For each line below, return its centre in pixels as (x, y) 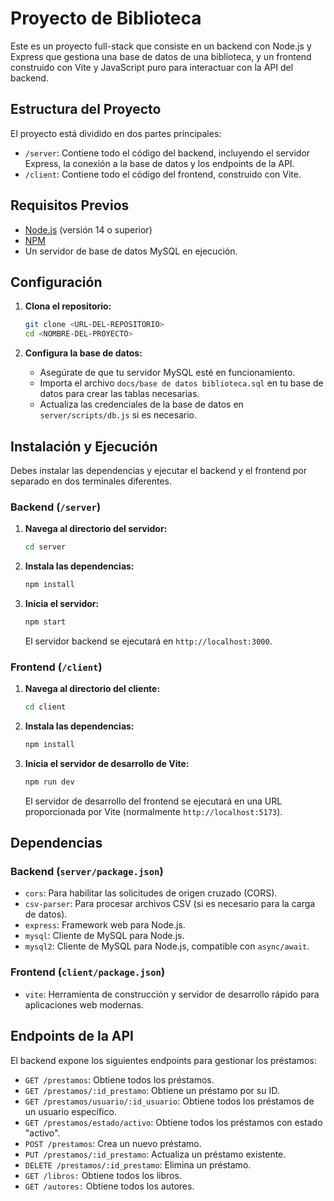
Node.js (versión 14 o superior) (88, 229)
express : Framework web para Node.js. (105, 925)
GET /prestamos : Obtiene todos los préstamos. (119, 1079)
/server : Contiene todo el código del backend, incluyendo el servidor (167, 153)
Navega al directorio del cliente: (92, 689)
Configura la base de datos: (83, 353)
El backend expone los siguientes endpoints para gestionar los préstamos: (163, 1060)
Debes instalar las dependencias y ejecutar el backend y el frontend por (158, 470)
